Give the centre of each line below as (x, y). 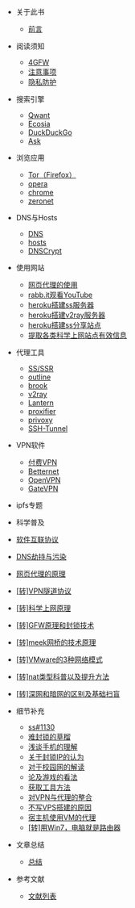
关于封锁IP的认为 (56, 757)
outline (39, 377)
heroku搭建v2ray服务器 (67, 315)
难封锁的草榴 (49, 736)
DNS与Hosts (37, 218)
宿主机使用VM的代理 (62, 817)
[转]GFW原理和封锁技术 (55, 625)
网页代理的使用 (53, 285)
